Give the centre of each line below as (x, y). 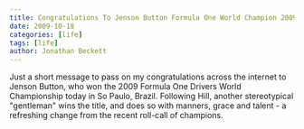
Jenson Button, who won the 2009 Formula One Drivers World (125, 87)
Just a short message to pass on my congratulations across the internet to (148, 77)
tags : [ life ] (34, 43)
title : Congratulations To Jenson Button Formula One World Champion (143, 18)
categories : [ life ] (46, 34)
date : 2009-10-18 (42, 26)
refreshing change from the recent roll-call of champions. (116, 115)
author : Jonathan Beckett (58, 51)
